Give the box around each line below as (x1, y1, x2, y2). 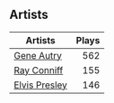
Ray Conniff (13, 63, 64, 76)
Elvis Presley (13, 79, 67, 91)
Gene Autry (13, 49, 63, 61)
